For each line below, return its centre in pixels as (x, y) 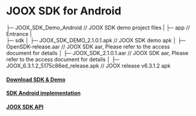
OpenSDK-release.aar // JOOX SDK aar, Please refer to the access (88, 47)
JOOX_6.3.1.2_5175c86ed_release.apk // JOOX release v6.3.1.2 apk (88, 65)
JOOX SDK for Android (64, 11)
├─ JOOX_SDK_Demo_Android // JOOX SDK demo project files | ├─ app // (98, 28)
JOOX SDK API (25, 106)
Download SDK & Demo (36, 80)
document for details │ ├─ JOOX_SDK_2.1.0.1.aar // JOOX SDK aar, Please (97, 53)
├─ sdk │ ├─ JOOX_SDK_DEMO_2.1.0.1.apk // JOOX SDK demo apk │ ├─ (96, 40)
